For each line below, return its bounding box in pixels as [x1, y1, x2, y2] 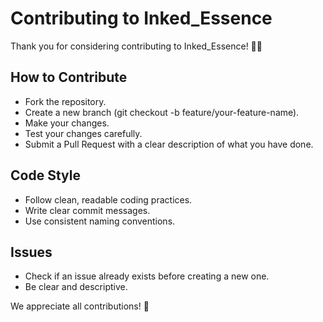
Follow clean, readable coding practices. [24, 193, 193, 206]
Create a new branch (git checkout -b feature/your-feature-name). [24, 106, 300, 118]
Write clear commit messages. [24, 204, 151, 216]
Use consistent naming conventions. [24, 215, 176, 227]
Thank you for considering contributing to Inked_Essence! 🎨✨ [10, 40, 263, 52]
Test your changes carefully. [24, 127, 143, 139]
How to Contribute [10, 69, 128, 86]
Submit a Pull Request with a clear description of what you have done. [24, 138, 314, 150]
